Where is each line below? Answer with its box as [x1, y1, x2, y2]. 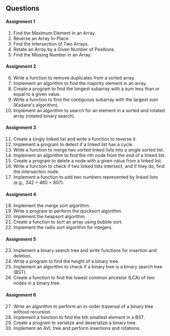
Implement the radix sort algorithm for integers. [13, 224, 113, 230]
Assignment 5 [6, 236, 36, 242]
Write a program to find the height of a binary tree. [13, 258, 119, 264]
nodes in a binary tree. [13, 280, 61, 286]
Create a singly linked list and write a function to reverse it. [13, 136, 137, 142]
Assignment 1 [6, 18, 35, 25]
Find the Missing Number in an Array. [13, 51, 92, 58]
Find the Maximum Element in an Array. [13, 30, 96, 36]
